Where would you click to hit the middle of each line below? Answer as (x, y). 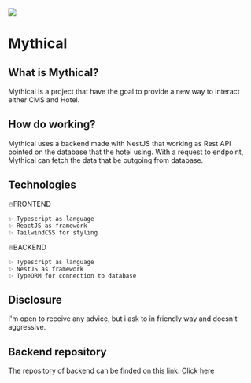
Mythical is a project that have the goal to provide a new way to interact (124, 91)
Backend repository (57, 352)
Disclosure (35, 300)
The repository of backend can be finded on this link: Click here (111, 371)
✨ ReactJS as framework (48, 226)
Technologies (42, 185)
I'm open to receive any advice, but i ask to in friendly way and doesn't (123, 319)
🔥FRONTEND (30, 204)
